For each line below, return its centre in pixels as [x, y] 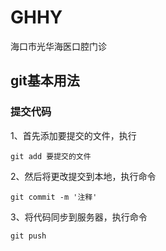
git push [28, 236]
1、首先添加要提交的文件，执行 [73, 135]
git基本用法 [45, 81]
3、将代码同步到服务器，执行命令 [79, 217]
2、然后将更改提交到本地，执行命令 [83, 176]
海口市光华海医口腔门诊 [58, 46]
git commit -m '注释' [54, 197]
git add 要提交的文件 [51, 156]
